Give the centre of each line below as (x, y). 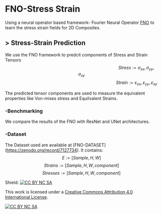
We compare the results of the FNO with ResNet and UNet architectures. (77, 122)
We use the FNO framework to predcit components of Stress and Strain (76, 55)
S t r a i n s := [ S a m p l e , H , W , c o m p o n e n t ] (81, 165)
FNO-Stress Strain (43, 9)
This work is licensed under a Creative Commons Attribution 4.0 (69, 192)
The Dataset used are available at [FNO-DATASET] (55, 145)
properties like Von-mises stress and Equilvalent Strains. (61, 98)
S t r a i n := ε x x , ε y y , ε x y (137, 83)
